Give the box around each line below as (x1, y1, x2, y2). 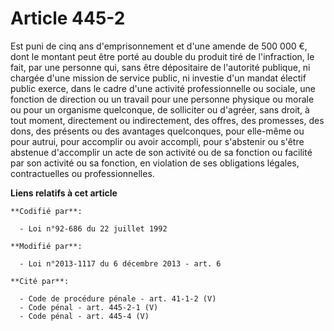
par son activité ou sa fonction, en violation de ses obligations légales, (10, 157, 300, 169)
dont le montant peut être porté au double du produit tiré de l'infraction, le (10, 50, 315, 62)
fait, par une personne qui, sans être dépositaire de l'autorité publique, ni (10, 61, 311, 73)
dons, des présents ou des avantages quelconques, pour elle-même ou (10, 125, 305, 137)
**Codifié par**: (10, 206, 83, 216)
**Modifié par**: (10, 241, 83, 251)
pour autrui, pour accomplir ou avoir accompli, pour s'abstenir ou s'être (10, 135, 305, 147)
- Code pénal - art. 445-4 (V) (19, 311, 150, 321)
